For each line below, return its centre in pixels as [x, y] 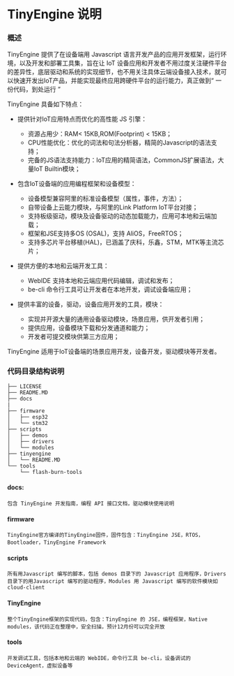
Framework [92, 542]
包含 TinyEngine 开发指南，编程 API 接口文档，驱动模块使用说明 [91, 503]
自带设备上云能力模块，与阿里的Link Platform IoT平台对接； [113, 208]
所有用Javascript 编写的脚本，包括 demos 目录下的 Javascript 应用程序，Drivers [117, 574]
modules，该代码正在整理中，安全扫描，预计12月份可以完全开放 [86, 626]
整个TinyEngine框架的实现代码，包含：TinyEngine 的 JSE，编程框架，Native [107, 619]
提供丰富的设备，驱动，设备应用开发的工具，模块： [91, 304]
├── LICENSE [24, 386]
